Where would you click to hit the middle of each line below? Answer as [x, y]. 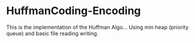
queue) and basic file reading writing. [52, 33]
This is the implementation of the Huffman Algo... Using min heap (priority [97, 27]
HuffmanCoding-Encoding [73, 11]
